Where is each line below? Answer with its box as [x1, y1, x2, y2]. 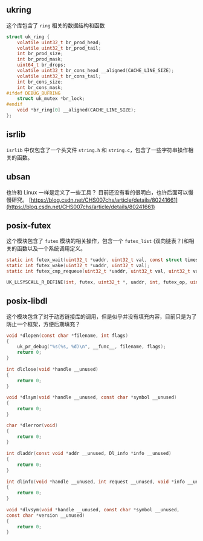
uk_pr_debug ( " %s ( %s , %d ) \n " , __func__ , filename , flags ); [17, 344, 166, 350]
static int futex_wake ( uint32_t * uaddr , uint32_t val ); [6, 263, 150, 269]
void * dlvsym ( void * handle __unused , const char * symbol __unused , [6, 506, 180, 513]
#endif [6, 101, 23, 108]
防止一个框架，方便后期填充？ [6, 320, 80, 328]
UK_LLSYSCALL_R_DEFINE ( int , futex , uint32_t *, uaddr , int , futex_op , [6, 279, 188, 285]
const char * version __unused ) [6, 512, 85, 519]
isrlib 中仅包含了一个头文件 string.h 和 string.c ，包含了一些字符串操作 [6, 146, 188, 153]
